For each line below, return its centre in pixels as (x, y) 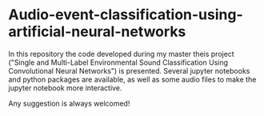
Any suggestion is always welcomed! (69, 103)
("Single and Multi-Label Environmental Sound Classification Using (118, 62)
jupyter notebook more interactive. (65, 88)
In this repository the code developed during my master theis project (121, 54)
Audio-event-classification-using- (126, 15)
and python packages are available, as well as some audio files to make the (132, 79)
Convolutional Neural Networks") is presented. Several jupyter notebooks (129, 70)
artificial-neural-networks (97, 32)
